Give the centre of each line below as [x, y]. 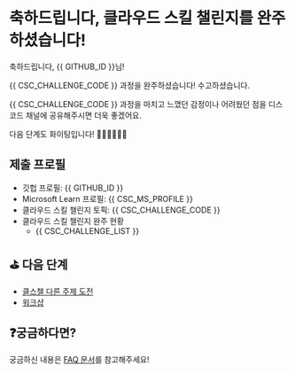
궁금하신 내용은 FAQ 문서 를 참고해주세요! [79, 360]
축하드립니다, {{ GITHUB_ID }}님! [67, 66]
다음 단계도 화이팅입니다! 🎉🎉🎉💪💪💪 [68, 134]
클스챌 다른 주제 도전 [58, 291]
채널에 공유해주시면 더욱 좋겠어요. [83, 115]
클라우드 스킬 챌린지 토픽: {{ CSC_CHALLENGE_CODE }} [121, 210]
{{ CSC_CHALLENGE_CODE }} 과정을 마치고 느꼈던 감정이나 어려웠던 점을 [138, 104]
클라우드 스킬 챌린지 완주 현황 [73, 221]
